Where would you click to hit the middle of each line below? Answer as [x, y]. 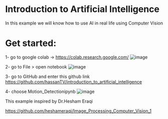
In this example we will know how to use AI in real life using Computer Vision [84, 23]
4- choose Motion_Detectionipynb [41, 91]
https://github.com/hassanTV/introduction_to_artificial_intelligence [73, 81]
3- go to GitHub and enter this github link [48, 76]
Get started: [31, 43]
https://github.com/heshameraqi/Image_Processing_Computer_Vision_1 [78, 110]
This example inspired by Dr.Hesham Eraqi [49, 101]
